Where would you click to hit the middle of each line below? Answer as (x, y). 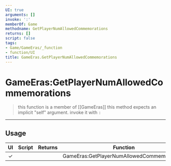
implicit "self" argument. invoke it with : (59, 113)
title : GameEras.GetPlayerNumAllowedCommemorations (61, 57)
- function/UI (20, 52)
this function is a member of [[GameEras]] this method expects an (87, 107)
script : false (20, 39)
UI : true (15, 10)
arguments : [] (20, 15)
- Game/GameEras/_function (34, 48)
